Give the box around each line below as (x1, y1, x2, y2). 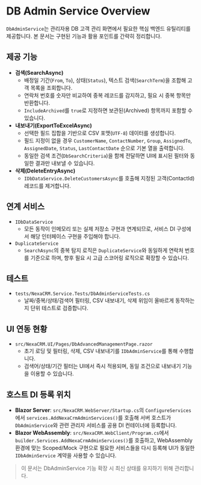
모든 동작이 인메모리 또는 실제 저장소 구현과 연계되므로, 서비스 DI (23, 225, 176, 232)
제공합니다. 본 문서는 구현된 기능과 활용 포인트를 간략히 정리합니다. (6, 32, 162, 40)
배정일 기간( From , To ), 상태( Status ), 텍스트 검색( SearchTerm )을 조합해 (23, 77, 187, 84)
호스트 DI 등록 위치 (6, 389, 71, 399)
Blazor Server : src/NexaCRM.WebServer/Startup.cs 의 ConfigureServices (14, 407, 191, 414)
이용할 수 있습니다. (30, 370, 74, 378)
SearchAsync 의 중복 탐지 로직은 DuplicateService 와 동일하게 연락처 (23, 246, 184, 254)
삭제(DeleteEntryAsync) (14, 167, 76, 174)
